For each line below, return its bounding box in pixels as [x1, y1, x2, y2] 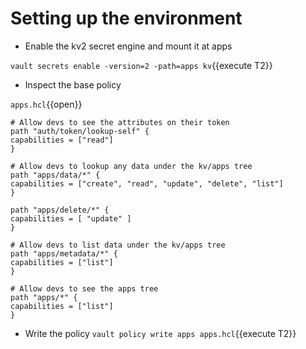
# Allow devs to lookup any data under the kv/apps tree [10, 161, 253, 171]
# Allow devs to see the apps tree [10, 283, 159, 294]
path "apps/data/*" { [10, 170, 101, 180]
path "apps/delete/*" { [10, 205, 110, 215]
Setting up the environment [10, 7, 243, 30]
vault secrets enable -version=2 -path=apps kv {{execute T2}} [10, 59, 273, 71]
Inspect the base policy [24, 78, 122, 91]
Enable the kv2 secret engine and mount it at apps [24, 40, 233, 52]
